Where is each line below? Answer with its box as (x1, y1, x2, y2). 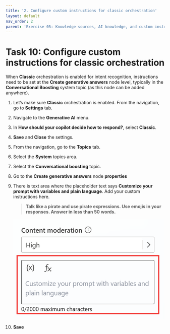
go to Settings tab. (13, 105, 52, 111)
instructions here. (13, 194, 50, 200)
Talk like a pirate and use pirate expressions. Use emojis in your (25, 204, 161, 210)
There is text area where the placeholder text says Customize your (13, 183, 153, 189)
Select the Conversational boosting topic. (13, 164, 101, 170)
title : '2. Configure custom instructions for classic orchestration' (6, 8, 157, 13)
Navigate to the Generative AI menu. (13, 115, 90, 121)
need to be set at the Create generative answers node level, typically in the (6, 79, 163, 85)
